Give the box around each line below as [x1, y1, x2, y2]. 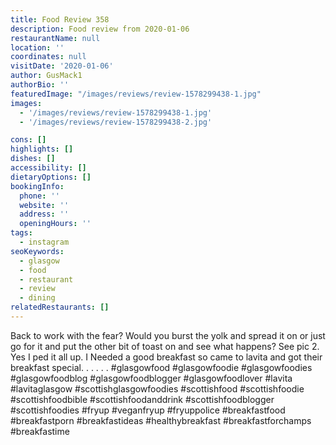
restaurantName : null [10, 33, 101, 43]
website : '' [19, 200, 70, 210]
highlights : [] [10, 144, 74, 155]
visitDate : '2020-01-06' [10, 61, 114, 71]
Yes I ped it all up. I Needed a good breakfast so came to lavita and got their [10, 351, 323, 363]
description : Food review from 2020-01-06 [10, 24, 190, 34]
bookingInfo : [10, 181, 65, 191]
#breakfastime [10, 425, 70, 437]
